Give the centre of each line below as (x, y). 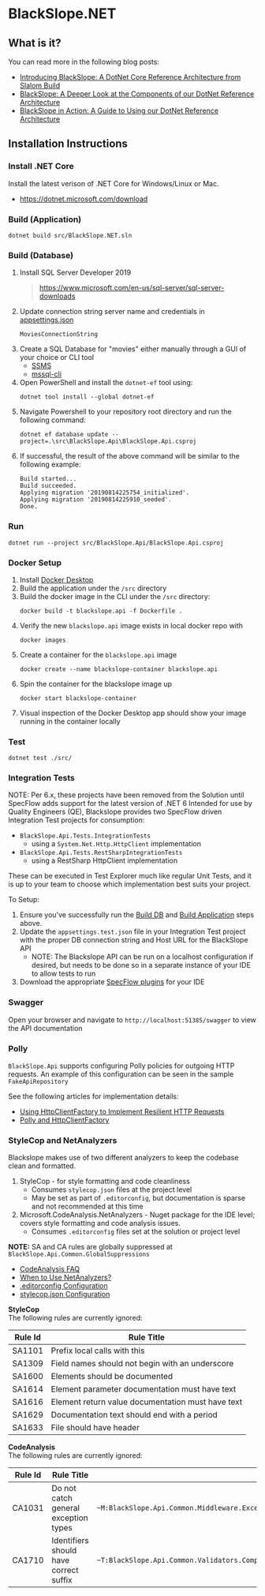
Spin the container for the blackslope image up (95, 684)
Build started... (48, 479)
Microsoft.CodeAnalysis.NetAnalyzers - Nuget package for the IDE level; (137, 1215)
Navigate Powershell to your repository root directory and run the (125, 412)
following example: (50, 465)
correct (65, 1570)
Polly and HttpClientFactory (64, 1120)
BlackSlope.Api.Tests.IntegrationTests (85, 836)
